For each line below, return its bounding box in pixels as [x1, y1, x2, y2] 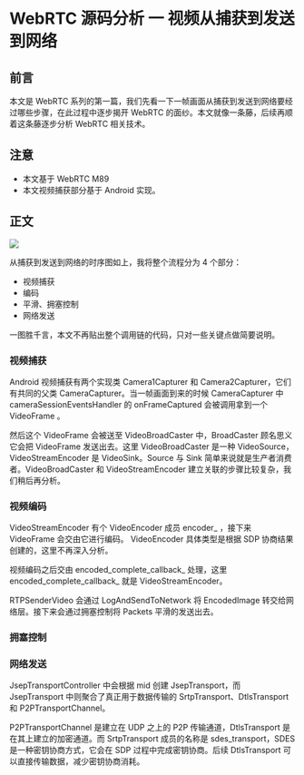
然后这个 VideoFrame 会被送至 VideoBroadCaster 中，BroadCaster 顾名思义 [9, 429, 293, 440]
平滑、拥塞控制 [22, 299, 79, 309]
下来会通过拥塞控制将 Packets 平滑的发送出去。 [40, 606, 220, 617]
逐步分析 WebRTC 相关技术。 [40, 119, 151, 129]
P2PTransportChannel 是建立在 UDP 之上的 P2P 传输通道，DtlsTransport [9, 722, 281, 733]
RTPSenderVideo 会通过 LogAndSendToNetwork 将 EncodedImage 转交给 [9, 595, 287, 606]
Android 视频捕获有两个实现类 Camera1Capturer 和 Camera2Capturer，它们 [9, 376, 292, 387]
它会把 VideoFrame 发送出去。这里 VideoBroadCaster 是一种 [9, 441, 236, 452]
